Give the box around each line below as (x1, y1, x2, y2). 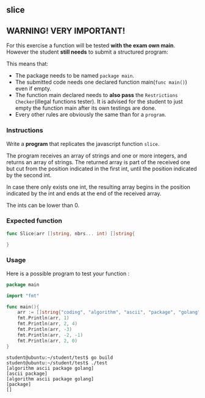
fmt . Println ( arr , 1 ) (17, 315, 70, 321)
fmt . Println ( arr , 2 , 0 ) (17, 338, 78, 344)
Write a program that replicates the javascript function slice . (6, 140, 160, 147)
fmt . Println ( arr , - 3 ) (17, 327, 72, 333)
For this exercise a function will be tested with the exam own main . (6, 42, 176, 49)
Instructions (6, 126, 44, 135)
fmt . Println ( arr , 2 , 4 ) (17, 320, 78, 327)
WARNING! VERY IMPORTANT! (6, 26, 126, 36)
